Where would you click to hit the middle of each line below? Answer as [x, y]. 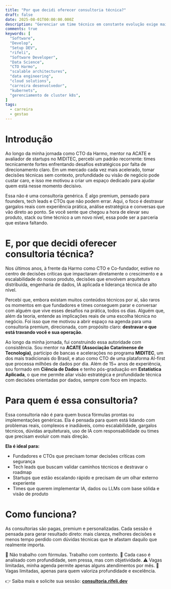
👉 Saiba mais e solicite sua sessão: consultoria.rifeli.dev [67, 581]
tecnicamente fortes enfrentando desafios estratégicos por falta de [76, 164]
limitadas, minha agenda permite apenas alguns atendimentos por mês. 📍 [82, 565]
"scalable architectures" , [38, 72]
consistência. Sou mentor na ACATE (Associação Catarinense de [74, 347]
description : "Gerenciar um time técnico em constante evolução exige [82, 24]
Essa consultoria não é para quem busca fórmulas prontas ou [70, 414]
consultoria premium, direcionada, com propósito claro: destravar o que [81, 327]
